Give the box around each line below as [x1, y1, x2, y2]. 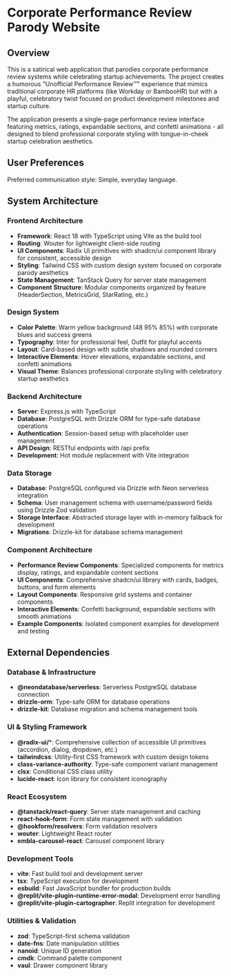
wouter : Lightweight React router [17, 829, 112, 837]
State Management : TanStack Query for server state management [17, 276, 207, 284]
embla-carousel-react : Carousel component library [17, 836, 165, 845]
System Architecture [7, 195, 99, 207]
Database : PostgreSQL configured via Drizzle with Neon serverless [17, 484, 209, 492]
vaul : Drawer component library [17, 961, 108, 969]
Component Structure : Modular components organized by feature [17, 283, 206, 291]
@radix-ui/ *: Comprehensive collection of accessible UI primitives [17, 738, 207, 746]
